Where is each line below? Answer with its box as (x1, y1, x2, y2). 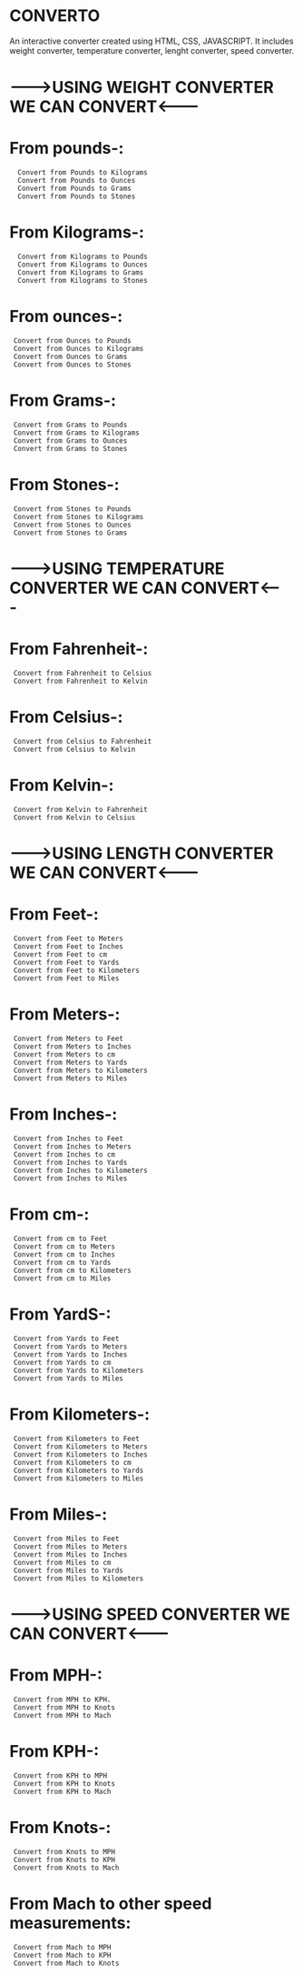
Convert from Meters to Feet (13, 1034, 124, 1043)
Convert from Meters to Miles (13, 1074, 128, 1083)
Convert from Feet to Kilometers (13, 966, 141, 975)
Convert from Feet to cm (13, 949, 107, 959)
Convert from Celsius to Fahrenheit (13, 737, 152, 746)
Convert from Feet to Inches (13, 942, 124, 951)
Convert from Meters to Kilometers (13, 1066, 148, 1075)
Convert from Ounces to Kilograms (13, 344, 144, 353)
